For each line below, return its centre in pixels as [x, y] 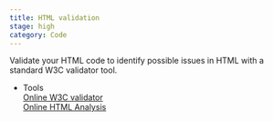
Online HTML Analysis [64, 107]
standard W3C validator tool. [63, 70]
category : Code [38, 35]
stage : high [32, 26]
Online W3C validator [63, 97]
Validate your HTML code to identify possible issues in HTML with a [137, 61]
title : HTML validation [55, 18]
